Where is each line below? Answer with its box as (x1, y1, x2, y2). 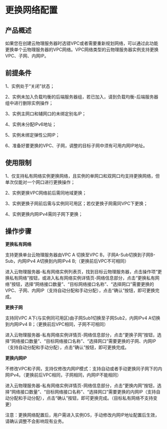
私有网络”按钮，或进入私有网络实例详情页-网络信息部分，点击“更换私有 (9, 275, 156, 281)
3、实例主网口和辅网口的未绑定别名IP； (5, 111, 86, 117)
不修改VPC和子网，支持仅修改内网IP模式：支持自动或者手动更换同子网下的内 (5, 366, 163, 372)
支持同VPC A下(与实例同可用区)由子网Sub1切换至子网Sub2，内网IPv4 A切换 (5, 315, 161, 321)
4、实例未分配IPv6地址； (5, 121, 57, 127)
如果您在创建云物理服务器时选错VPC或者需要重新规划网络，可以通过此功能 (5, 41, 159, 46)
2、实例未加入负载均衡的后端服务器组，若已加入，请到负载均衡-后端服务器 (5, 94, 159, 100)
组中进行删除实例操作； (5, 100, 53, 106)
